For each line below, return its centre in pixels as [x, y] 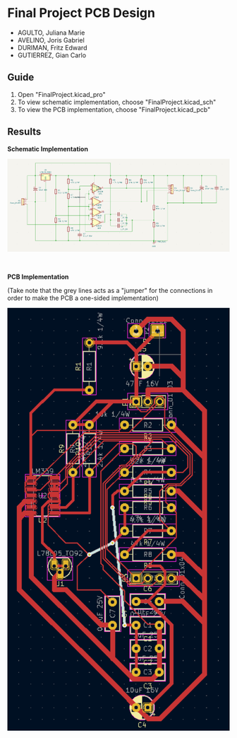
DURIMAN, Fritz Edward [52, 47]
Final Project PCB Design [81, 13]
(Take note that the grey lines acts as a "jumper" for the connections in [110, 290]
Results [24, 132]
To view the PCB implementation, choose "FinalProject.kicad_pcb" [114, 109]
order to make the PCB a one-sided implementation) [83, 298]
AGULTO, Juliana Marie [51, 33]
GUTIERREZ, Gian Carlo [52, 55]
